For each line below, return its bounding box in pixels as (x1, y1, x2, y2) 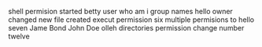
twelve (8, 31, 30, 41)
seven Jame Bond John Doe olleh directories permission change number (8, 23, 245, 32)
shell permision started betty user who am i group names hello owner (8, 7, 234, 16)
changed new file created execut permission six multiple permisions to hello (8, 15, 254, 24)
